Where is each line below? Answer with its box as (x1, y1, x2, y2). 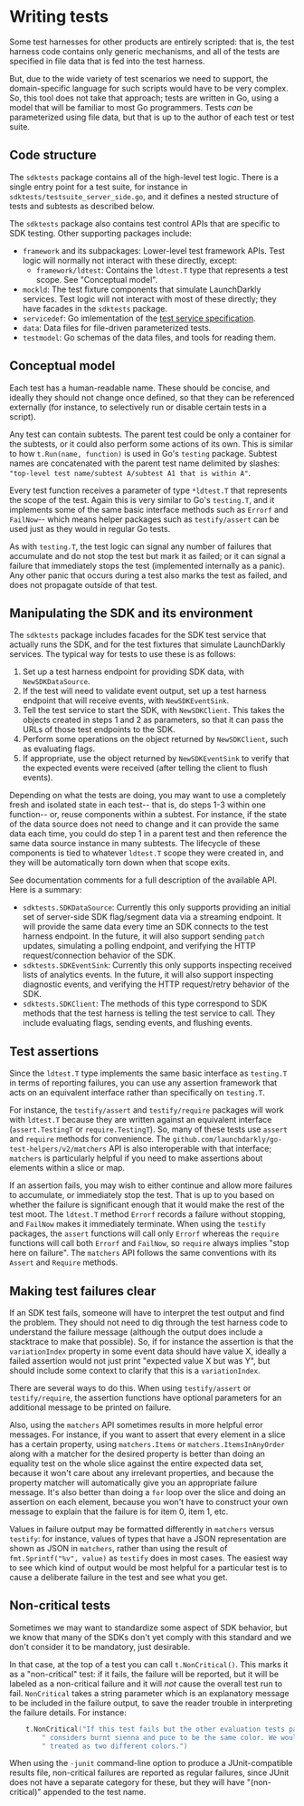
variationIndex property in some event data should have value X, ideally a (9, 1346, 287, 1357)
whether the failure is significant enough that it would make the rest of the (9, 1199, 285, 1211)
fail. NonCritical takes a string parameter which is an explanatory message (9, 1687, 290, 1698)
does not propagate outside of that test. (9, 579, 158, 590)
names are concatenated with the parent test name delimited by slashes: (9, 458, 280, 468)
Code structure (9, 148, 97, 163)
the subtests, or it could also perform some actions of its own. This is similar (9, 438, 294, 449)
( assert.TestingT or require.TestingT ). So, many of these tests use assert (9, 1124, 288, 1135)
